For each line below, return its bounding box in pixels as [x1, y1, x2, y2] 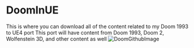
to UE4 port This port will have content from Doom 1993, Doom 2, [6, 29, 164, 36]
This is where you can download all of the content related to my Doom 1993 [6, 23, 189, 30]
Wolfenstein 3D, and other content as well [6, 35, 107, 42]
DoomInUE [6, 4, 59, 17]
